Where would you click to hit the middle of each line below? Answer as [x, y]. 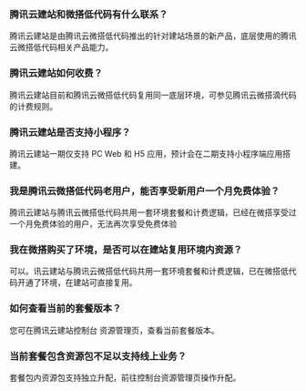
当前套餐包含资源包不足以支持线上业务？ [98, 355]
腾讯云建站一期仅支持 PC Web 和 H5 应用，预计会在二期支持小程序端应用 [146, 153]
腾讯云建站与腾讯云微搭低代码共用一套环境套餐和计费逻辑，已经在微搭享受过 [153, 212]
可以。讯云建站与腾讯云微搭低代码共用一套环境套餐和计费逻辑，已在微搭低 [149, 272]
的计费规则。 [33, 106]
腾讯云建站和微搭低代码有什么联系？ [89, 14]
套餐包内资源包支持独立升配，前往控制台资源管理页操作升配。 [125, 378]
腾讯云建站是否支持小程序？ [70, 132]
